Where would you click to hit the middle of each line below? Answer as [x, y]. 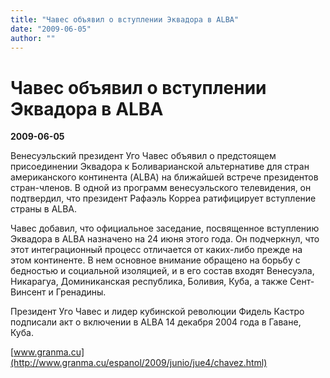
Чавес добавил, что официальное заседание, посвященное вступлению [165, 228]
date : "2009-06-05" [51, 29]
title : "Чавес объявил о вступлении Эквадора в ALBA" [125, 19]
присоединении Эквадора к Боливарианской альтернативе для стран [160, 167]
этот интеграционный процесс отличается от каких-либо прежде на [156, 250]
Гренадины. [81, 292]
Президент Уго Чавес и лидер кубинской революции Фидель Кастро [157, 312]
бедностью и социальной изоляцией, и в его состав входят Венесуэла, [162, 271]
